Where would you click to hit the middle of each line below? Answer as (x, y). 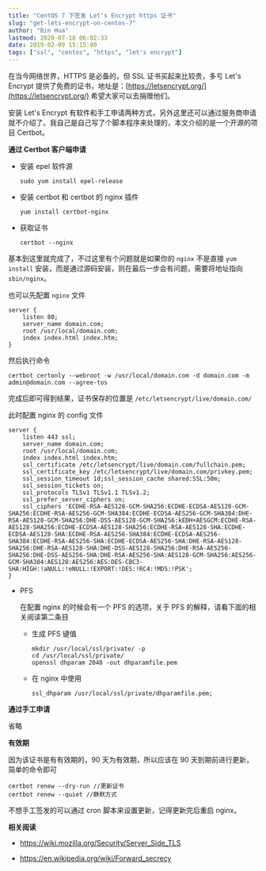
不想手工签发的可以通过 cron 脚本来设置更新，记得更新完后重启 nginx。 (125, 810)
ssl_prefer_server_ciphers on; (74, 500)
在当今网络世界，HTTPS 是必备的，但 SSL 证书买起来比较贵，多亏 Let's (125, 76)
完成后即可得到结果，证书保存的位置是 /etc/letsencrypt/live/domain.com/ (130, 398)
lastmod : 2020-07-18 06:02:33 (58, 38)
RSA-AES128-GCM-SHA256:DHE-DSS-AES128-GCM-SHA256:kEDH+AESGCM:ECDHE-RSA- (133, 520)
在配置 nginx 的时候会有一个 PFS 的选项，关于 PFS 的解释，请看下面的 (134, 607)
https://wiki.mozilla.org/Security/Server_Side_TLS (100, 843)
